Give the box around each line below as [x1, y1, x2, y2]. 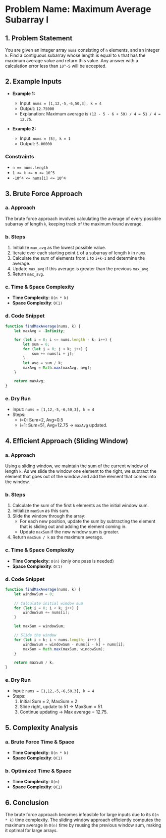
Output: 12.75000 [19, 105, 55, 111]
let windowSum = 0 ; [14, 591, 55, 597]
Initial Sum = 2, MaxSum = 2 [19, 698, 78, 705]
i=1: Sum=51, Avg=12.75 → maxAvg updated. [19, 422, 108, 428]
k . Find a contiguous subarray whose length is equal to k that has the [5, 52, 146, 58]
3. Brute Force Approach [5, 189, 83, 198]
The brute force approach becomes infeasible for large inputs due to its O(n [5, 812, 159, 818]
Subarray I [5, 14, 49, 25]
